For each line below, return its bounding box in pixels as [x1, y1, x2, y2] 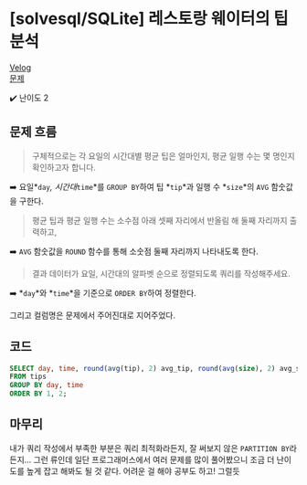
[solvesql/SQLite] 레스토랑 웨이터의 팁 [9, 8, 290, 29]
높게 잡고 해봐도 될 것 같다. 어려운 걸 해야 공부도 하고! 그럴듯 [26, 465, 240, 476]
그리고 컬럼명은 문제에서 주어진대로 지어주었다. [9, 310, 176, 321]
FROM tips [9, 372, 48, 382]
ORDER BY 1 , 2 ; [9, 389, 68, 398]
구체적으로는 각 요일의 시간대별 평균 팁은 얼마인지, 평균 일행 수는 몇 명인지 [31, 150, 295, 161]
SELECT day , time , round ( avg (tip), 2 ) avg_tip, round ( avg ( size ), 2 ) [9, 364, 276, 373]
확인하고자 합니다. [31, 162, 96, 173]
